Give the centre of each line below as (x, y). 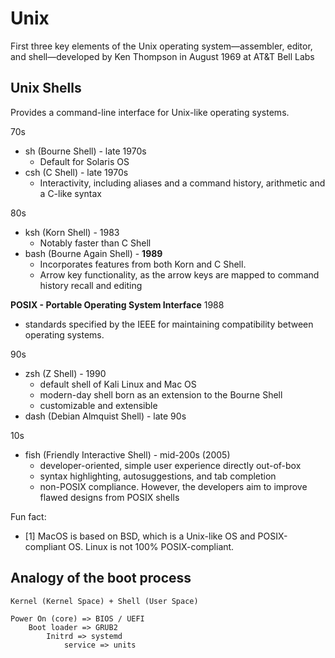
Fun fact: (28, 516)
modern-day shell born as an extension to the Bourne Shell (161, 394)
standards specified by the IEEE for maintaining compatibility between (169, 324)
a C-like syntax (70, 193)
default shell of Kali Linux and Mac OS (118, 384)
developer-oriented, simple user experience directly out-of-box (170, 465)
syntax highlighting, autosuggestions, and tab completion (158, 476)
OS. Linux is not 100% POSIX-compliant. (151, 546)
